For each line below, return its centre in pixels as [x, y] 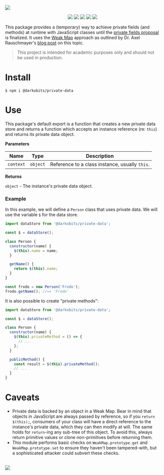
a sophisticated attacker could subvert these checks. [66, 453]
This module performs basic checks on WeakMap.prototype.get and [80, 442]
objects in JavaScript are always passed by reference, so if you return [83, 416]
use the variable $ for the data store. [42, 215]
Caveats [22, 397]
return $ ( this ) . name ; [36, 269]
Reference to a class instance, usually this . [100, 164]
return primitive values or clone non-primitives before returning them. [82, 437]
